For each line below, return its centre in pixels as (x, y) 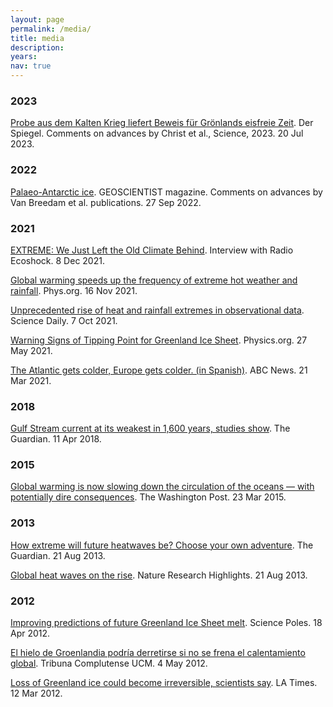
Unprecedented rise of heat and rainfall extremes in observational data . (157, 310)
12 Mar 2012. (36, 693)
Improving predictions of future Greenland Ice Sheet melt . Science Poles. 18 (166, 623)
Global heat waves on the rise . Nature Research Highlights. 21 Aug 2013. (159, 575)
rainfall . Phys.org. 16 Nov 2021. (74, 290)
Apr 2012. (30, 633)
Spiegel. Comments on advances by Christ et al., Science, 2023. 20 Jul (157, 133)
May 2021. (31, 350)
